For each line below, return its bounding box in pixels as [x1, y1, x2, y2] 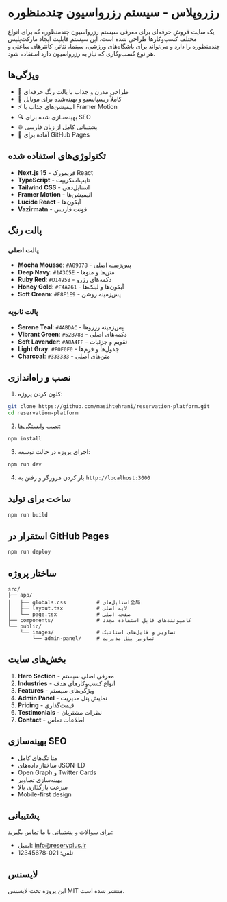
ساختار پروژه [8, 567, 57, 579]
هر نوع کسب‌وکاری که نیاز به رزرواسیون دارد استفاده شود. [8, 49, 156, 58]
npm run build [8, 511, 49, 519]
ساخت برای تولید [8, 493, 71, 505]
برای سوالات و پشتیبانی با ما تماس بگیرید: [8, 828, 113, 836]
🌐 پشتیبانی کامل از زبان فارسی [17, 122, 98, 131]
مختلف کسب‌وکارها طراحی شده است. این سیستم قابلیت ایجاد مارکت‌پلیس [8, 34, 197, 43]
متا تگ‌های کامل [17, 753, 57, 762]
